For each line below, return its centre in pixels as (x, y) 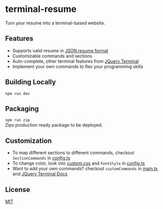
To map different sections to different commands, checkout (73, 153)
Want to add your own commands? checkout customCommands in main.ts (85, 169)
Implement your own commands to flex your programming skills (78, 66)
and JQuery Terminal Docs (40, 174)
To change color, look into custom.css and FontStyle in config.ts (79, 163)
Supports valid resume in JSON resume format (60, 50)
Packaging (22, 109)
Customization (29, 141)
